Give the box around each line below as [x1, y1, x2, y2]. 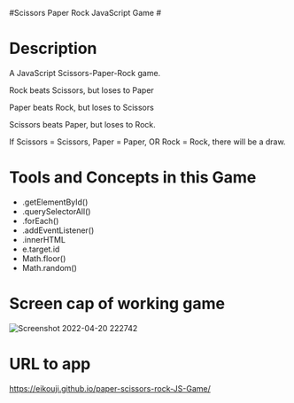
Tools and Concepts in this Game [9, 167, 257, 188]
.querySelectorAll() [21, 205, 91, 216]
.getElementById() [21, 197, 89, 207]
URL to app [9, 354, 91, 374]
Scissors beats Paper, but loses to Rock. [9, 119, 157, 129]
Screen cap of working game [9, 294, 226, 314]
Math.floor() [21, 252, 66, 264]
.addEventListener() [21, 225, 95, 236]
